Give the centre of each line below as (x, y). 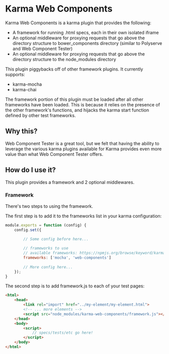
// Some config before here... (56, 239)
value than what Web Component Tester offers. (54, 154)
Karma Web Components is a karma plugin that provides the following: (78, 23)
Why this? (21, 131)
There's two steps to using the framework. (49, 206)
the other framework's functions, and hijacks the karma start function (77, 110)
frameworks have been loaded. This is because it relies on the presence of (82, 104)
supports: (15, 74)
